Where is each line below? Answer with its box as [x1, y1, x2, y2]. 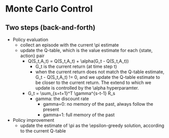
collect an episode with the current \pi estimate [20, 42, 119, 48]
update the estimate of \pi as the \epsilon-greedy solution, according [20, 122, 164, 128]
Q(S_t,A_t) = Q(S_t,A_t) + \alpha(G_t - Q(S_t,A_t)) [27, 58, 129, 64]
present [43, 107, 59, 112]
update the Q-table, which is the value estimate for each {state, [20, 48, 153, 53]
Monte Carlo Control [5, 3, 93, 15]
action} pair [20, 53, 45, 59]
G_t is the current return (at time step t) [35, 64, 117, 69]
